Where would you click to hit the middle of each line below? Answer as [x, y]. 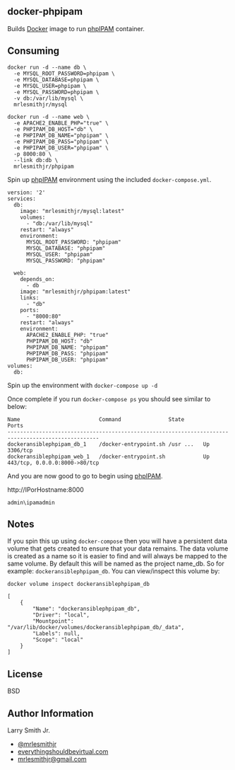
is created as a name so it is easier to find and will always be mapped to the [117, 556]
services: [22, 199]
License [25, 674]
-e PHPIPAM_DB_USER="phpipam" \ [61, 148]
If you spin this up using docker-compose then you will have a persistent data [117, 541]
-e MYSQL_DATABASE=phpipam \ [56, 80]
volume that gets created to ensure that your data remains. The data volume [118, 548]
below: [17, 406]
